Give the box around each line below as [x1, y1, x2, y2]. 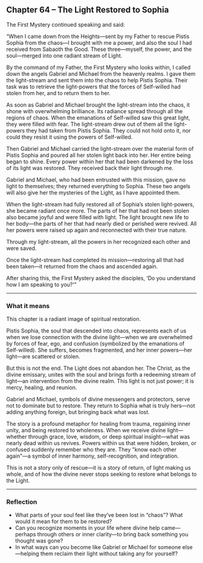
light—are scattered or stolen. [6, 353, 80, 360]
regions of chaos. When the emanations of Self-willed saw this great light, [6, 114, 190, 121]
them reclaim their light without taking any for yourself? [40, 550, 178, 558]
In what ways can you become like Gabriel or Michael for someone [14, 544, 181, 551]
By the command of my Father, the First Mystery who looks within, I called [6, 64, 191, 71]
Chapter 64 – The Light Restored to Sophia [6, 5, 169, 15]
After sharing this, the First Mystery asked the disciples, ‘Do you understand [6, 274, 196, 281]
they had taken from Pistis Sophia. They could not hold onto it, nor [26, 127, 192, 134]
